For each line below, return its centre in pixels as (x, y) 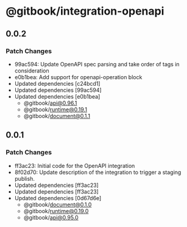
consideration (32, 71)
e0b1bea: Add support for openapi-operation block (78, 77)
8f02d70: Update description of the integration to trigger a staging (98, 172)
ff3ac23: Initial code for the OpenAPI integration (75, 166)
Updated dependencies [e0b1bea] (57, 96)
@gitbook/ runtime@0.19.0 (56, 211)
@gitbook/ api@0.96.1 (50, 103)
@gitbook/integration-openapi (85, 11)
